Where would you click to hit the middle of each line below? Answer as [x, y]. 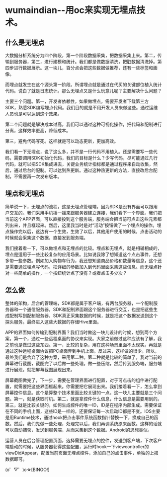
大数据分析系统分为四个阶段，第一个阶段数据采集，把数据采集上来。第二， [81, 55]
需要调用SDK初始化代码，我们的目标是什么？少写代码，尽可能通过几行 [86, 158]
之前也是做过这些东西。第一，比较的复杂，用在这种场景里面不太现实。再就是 [83, 345]
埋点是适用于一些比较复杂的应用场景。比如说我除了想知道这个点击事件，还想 [83, 254]
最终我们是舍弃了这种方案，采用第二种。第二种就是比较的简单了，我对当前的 [83, 357]
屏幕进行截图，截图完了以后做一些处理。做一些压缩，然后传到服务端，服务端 [83, 363]
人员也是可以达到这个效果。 [34, 114]
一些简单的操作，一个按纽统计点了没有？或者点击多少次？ [68, 273]
